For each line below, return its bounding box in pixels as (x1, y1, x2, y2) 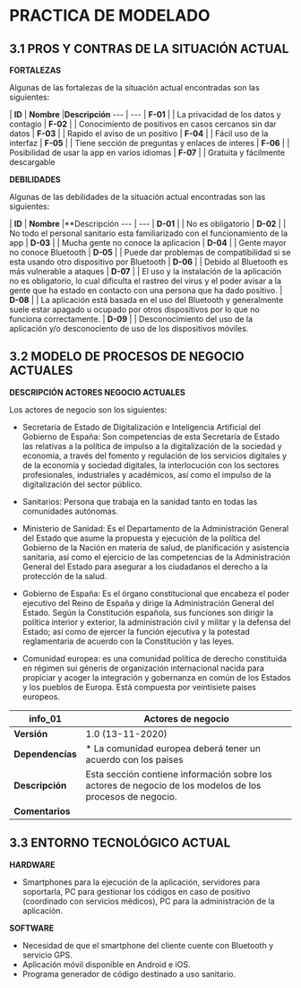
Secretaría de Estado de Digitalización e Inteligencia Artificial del (21, 421, 262, 432)
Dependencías (13, 748, 78, 760)
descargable (9, 157, 56, 167)
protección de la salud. (21, 570, 107, 581)
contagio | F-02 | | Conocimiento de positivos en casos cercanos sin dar (9, 118, 277, 129)
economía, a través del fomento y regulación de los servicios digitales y (21, 450, 288, 461)
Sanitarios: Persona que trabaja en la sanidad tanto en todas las (21, 496, 258, 507)
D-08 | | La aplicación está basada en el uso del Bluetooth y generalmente (9, 295, 284, 305)
